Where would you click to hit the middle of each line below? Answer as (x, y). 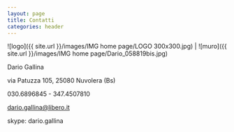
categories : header (36, 26)
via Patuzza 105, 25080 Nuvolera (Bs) (61, 81)
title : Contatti (31, 20)
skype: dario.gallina (36, 121)
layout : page (26, 14)
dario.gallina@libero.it (38, 108)
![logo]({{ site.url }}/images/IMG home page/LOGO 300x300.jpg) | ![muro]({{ (117, 47)
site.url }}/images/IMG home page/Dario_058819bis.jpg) (88, 53)
